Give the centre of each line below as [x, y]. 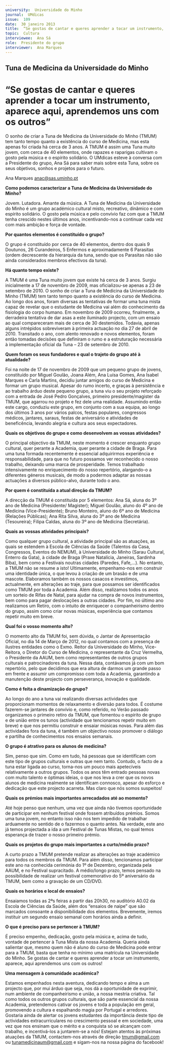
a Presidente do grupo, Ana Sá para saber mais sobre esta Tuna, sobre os [82, 163]
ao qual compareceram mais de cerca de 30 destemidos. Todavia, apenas [82, 323]
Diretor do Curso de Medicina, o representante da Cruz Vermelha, [95, 652]
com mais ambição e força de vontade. [46, 224]
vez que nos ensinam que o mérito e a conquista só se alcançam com [78, 1026]
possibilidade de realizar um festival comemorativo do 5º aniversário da [80, 875]
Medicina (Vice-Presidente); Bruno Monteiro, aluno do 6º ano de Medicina [83, 511]
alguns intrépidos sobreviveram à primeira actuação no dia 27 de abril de [81, 328]
